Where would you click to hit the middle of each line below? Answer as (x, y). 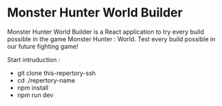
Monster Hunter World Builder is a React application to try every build (106, 32)
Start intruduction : (34, 59)
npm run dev (35, 95)
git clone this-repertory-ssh (57, 73)
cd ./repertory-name (46, 80)
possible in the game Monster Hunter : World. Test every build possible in (111, 39)
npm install (33, 87)
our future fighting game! (43, 46)
